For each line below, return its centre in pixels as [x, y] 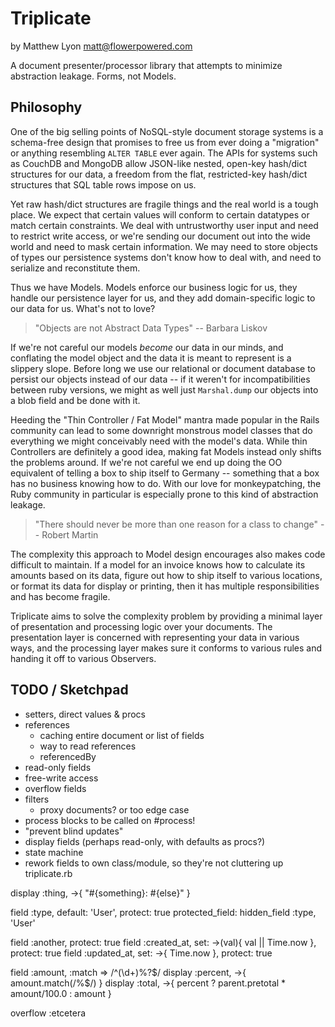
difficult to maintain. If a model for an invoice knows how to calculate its [158, 564]
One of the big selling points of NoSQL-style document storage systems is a [167, 131]
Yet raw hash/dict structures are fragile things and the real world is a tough [164, 204]
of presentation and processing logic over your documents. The [141, 626]
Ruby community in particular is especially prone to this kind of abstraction [164, 494]
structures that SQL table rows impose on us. [103, 184]
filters [37, 799]
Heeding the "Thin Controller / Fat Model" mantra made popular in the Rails [165, 419]
